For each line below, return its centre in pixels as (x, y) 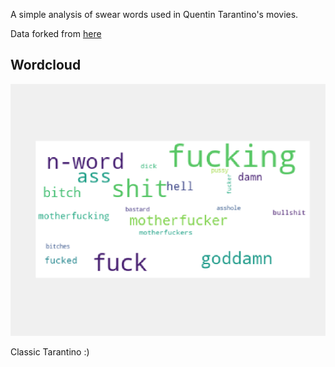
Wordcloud (46, 65)
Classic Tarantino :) (50, 351)
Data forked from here (56, 33)
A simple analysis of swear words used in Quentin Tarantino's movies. (154, 14)
